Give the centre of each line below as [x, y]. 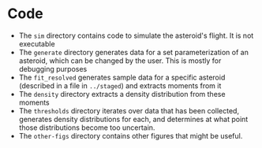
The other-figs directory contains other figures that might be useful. [131, 135]
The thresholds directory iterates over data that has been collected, [129, 110]
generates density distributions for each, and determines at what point [133, 119]
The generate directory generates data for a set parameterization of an [134, 52]
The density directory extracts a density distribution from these [122, 94]
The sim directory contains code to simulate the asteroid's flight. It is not [136, 35]
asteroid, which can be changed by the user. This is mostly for [120, 61]
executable [37, 43]
